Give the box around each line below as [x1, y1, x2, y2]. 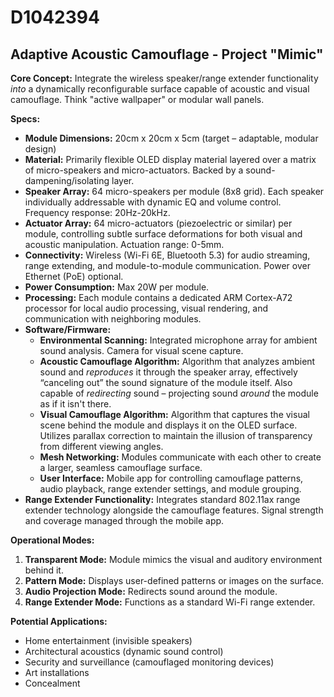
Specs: [10, 113, 41, 125]
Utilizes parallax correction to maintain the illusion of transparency [39, 430, 313, 441]
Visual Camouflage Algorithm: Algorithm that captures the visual [39, 409, 310, 420]
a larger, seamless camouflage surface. [39, 462, 203, 473]
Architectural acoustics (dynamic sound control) [24, 646, 224, 657]
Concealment [24, 677, 81, 689]
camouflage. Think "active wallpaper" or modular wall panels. [10, 94, 265, 105]
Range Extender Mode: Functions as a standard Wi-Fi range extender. [24, 596, 316, 608]
